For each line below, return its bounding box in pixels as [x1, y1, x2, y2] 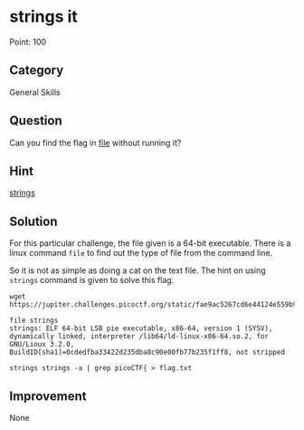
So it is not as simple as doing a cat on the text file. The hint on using [9, 265, 266, 276]
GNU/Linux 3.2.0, [9, 340, 75, 349]
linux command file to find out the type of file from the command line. [9, 248, 273, 259]
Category [9, 63, 64, 78]
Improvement [9, 388, 87, 404]
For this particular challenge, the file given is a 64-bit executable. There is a [9, 238, 291, 249]
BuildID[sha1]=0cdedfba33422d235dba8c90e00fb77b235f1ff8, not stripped [9, 347, 285, 357]
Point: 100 [9, 36, 47, 47]
